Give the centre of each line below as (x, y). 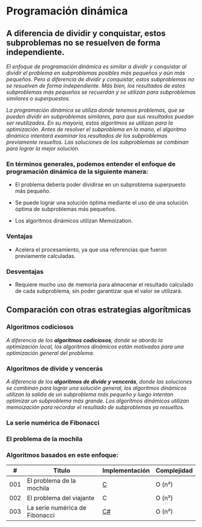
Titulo (62, 470)
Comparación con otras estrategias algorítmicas (99, 310)
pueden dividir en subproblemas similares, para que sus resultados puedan (100, 116)
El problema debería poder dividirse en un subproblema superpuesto (100, 185)
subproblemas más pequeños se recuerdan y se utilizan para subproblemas (101, 92)
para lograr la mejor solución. (43, 148)
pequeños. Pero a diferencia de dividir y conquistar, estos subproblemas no (100, 79)
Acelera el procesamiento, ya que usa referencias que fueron (91, 249)
